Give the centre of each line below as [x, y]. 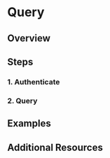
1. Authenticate [34, 81]
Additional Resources [55, 147]
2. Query [22, 100]
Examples [29, 124]
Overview [29, 38]
